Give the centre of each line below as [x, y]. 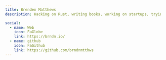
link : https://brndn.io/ [40, 37]
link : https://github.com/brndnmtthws [54, 50]
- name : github [25, 41]
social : [13, 23]
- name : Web [22, 27]
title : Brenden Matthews [31, 10]
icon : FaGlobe [28, 32]
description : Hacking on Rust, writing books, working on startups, [77, 14]
